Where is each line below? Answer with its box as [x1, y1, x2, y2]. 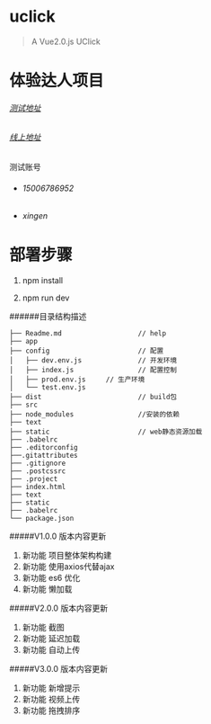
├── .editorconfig [9, 443, 78, 452]
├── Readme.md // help [9, 329, 167, 338]
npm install [22, 275, 64, 286]
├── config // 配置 [9, 346, 164, 356]
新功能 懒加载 [22, 584, 73, 594]
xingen [22, 210, 48, 221]
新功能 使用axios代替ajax [22, 561, 115, 572]
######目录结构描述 [9, 311, 87, 322]
